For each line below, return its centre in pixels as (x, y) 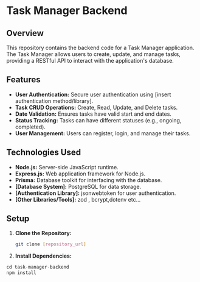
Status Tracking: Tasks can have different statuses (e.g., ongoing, (98, 120)
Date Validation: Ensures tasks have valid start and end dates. (93, 114)
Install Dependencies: (43, 256)
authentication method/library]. (54, 100)
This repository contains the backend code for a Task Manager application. (100, 48)
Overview (25, 33)
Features (23, 80)
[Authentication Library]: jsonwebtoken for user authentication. (95, 193)
